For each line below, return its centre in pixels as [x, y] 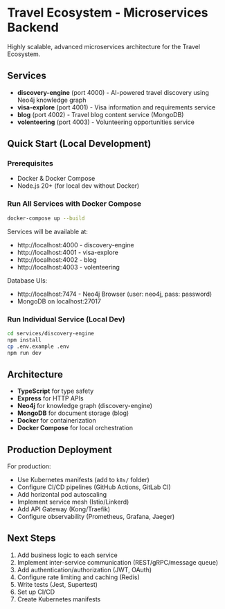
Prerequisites [30, 164]
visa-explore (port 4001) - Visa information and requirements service [116, 107]
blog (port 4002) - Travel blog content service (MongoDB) [100, 114]
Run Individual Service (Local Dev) [66, 319]
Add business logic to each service [67, 555]
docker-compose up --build [46, 218]
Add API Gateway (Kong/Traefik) [64, 509]
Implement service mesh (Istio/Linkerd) [73, 502]
